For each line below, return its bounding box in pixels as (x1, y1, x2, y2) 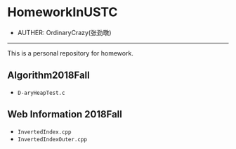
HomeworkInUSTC (7, 4, 118, 20)
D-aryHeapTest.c (17, 89, 65, 96)
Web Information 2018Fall (7, 108, 123, 120)
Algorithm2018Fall (7, 70, 90, 82)
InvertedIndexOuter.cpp (17, 136, 88, 143)
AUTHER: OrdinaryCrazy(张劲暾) (17, 28, 112, 37)
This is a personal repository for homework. (7, 48, 133, 57)
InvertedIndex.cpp (17, 128, 72, 136)
